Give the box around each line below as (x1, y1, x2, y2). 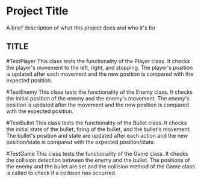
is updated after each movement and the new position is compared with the (6, 70, 194, 78)
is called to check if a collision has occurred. (6, 169, 117, 176)
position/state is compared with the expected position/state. (6, 138, 155, 146)
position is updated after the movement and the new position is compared (6, 101, 190, 108)
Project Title (6, 4, 69, 18)
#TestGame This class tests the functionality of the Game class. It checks (6, 150, 188, 157)
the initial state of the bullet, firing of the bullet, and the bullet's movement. (6, 125, 191, 133)
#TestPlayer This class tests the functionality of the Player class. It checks (6, 57, 190, 64)
